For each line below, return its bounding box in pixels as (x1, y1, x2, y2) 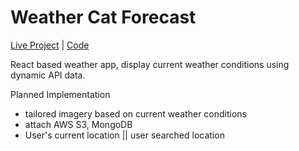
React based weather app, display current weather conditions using (10, 58, 290, 70)
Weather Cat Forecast (10, 6, 197, 29)
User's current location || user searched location (24, 129, 225, 141)
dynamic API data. (10, 69, 86, 81)
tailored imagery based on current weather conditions (24, 107, 247, 120)
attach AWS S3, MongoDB (24, 118, 133, 130)
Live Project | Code (10, 39, 90, 51)
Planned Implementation (10, 88, 111, 100)
